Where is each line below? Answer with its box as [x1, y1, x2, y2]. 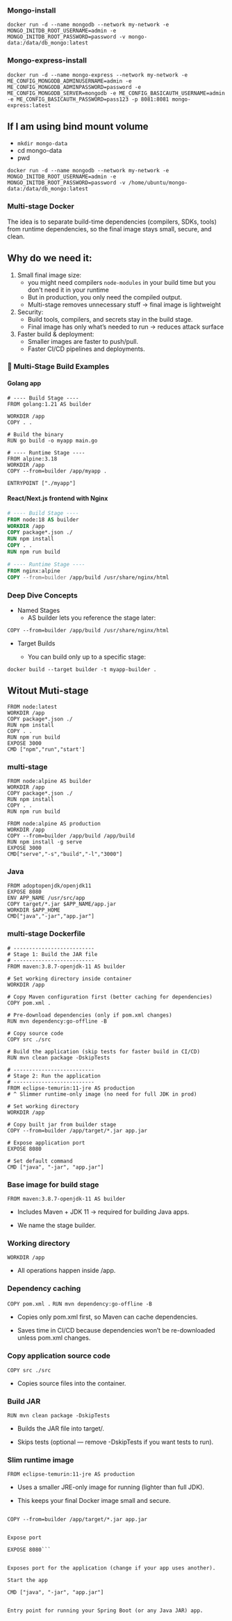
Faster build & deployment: [17, 329, 94, 338]
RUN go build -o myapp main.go [7, 437, 98, 444]
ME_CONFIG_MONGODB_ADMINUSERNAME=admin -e [7, 77, 132, 85]
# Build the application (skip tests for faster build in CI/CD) [7, 1048, 200, 1055]
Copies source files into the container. [17, 1379, 126, 1388]
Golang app [7, 379, 42, 388]
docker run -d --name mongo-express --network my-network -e [7, 72, 188, 79]
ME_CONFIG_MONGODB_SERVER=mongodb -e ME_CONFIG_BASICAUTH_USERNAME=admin [7, 90, 226, 97]
